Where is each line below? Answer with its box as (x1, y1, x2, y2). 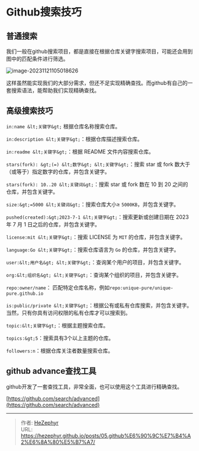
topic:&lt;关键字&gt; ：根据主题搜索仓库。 (6, 321, 108, 329)
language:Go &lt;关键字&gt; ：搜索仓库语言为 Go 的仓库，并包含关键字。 (6, 246, 179, 253)
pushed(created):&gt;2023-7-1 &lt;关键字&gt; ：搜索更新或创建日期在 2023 (6, 213, 190, 220)
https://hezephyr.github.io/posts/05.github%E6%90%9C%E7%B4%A (20, 432, 191, 439)
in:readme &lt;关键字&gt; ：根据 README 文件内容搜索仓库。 (6, 148, 154, 155)
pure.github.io (6, 291, 44, 297)
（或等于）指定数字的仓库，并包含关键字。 (6, 168, 110, 175)
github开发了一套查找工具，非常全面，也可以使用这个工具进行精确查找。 (6, 383, 182, 390)
